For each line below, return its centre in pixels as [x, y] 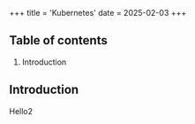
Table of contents [58, 40]
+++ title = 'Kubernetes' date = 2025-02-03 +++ [98, 13]
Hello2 [21, 111]
